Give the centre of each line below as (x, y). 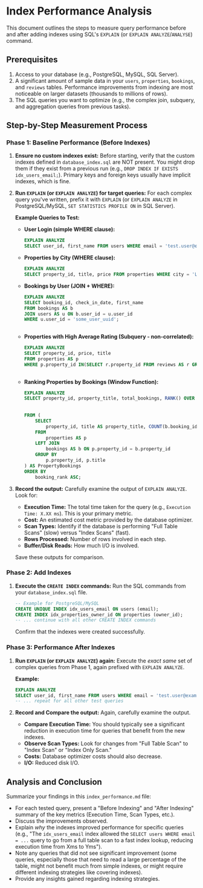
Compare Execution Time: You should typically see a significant (104, 724)
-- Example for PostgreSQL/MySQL (57, 603)
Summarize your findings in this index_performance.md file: (79, 797)
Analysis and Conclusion (54, 782)
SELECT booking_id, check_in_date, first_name (84, 303)
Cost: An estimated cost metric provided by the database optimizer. (108, 520)
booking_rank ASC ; (58, 477)
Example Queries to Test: (47, 218)
